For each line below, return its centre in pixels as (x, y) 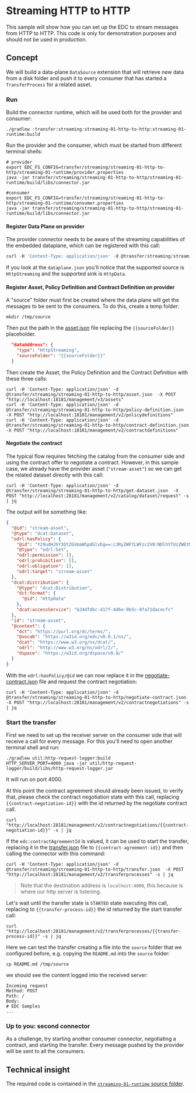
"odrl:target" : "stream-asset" (55, 571)
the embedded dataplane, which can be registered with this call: (83, 246)
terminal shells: (24, 152)
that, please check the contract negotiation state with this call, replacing (93, 797)
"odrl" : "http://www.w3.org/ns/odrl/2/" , (67, 648)
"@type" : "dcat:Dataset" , (43, 533)
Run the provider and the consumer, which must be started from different (94, 145)
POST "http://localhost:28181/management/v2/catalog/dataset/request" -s (98, 496)
